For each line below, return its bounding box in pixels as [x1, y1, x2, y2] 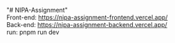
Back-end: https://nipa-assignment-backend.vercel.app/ [6, 21, 167, 28]
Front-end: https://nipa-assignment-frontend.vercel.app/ [6, 13, 168, 21]
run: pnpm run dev [6, 28, 59, 36]
